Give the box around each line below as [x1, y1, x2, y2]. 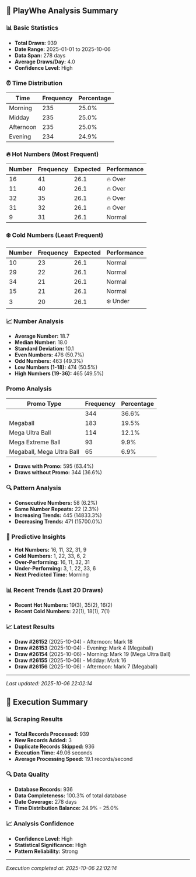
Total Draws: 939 [14, 39, 57, 46]
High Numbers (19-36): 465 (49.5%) [14, 370, 104, 377]
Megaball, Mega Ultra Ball [9, 448, 80, 456]
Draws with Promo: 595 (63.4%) [14, 463, 94, 470]
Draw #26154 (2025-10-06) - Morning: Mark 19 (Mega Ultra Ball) [14, 651, 171, 658]
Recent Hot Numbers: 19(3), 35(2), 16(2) [14, 601, 113, 609]
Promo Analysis [6, 385, 52, 393]
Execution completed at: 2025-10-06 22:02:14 [6, 864, 117, 871]
